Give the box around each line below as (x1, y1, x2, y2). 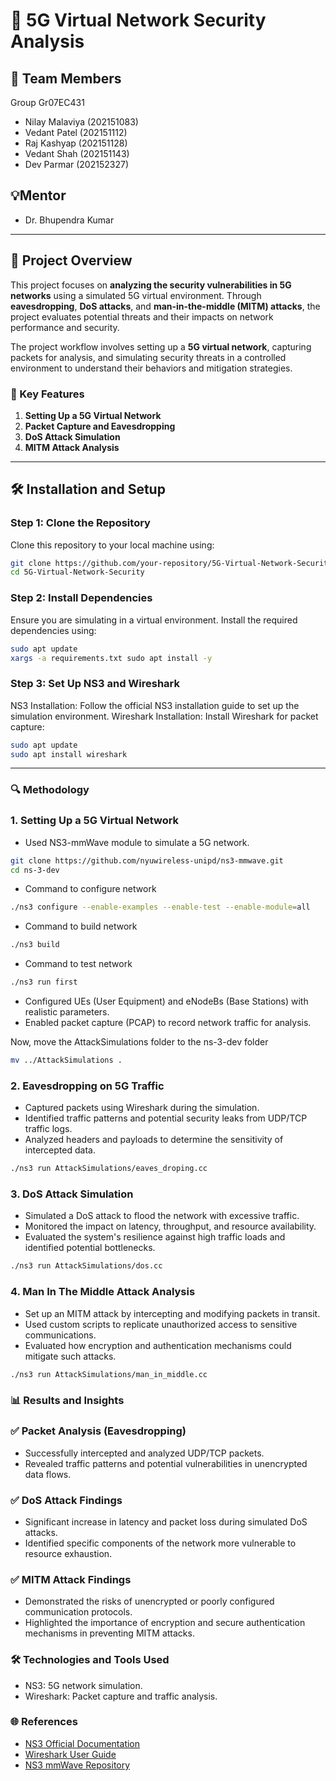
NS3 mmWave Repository (24, 1759, 131, 1771)
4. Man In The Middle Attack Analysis (10, 1285, 196, 1299)
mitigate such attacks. (24, 1350, 117, 1362)
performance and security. (10, 321, 120, 333)
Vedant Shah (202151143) (24, 148, 130, 159)
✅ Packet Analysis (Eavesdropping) (10, 1424, 187, 1438)
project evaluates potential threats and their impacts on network (10, 310, 274, 323)
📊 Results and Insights (10, 1394, 125, 1408)
